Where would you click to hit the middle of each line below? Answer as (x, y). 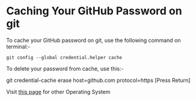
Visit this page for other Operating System (58, 91)
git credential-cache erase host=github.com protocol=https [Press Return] (98, 80)
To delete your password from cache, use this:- (65, 68)
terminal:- (18, 47)
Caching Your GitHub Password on (94, 11)
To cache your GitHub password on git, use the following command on (94, 40)
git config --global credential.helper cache (64, 57)
